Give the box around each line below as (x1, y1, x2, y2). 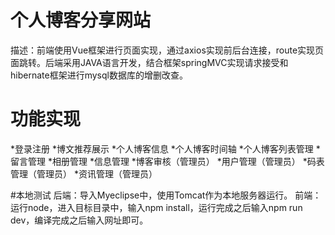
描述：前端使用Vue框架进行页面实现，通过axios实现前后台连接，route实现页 (10, 44, 325, 56)
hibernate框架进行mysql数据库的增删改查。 (10, 69, 188, 81)
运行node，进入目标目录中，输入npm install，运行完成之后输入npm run (10, 201, 303, 213)
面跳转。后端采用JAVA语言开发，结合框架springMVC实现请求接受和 (10, 56, 289, 68)
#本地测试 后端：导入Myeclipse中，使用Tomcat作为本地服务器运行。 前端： (10, 189, 322, 201)
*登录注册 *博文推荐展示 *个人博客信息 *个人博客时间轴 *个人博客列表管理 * (10, 142, 321, 155)
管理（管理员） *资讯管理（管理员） (10, 167, 158, 180)
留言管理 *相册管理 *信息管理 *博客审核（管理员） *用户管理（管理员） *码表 (10, 155, 325, 167)
